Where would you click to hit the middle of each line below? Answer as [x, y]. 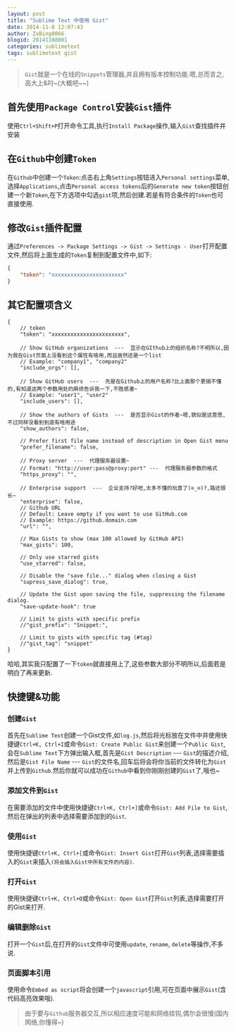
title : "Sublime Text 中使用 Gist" [58, 20]
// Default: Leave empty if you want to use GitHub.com [104, 514]
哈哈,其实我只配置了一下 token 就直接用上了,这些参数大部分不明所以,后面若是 [117, 664]
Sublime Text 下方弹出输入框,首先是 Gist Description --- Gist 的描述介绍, [124, 753]
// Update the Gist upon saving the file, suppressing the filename [123, 594]
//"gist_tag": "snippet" [56, 643]
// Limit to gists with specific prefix [80, 619]
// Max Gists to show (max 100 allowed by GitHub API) [102, 539]
